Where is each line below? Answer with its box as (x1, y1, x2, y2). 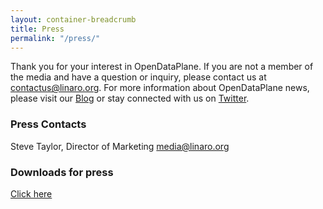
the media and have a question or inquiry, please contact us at (10, 71, 267, 83)
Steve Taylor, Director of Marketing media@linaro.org (10, 140, 230, 152)
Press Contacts (10, 117, 87, 131)
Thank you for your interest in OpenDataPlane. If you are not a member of (10, 61, 314, 73)
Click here (10, 187, 53, 200)
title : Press (10, 24, 65, 34)
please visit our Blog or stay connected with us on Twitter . (10, 92, 250, 105)
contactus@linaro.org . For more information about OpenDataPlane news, (10, 82, 310, 94)
